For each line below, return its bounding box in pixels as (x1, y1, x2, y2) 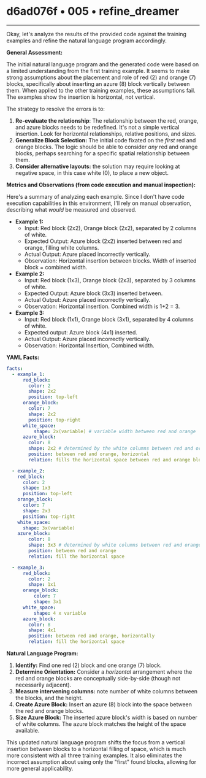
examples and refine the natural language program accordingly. (6, 37, 167, 44)
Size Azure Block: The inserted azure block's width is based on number (15, 714, 197, 722)
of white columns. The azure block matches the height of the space (15, 720, 186, 728)
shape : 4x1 (28, 627, 56, 633)
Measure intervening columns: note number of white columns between (15, 688, 198, 695)
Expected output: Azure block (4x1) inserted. (24, 328, 138, 336)
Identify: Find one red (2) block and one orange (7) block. (15, 661, 162, 669)
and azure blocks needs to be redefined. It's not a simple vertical (15, 123, 180, 131)
